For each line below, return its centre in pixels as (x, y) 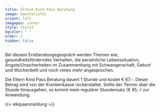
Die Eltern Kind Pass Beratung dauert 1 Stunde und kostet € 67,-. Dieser (77, 79)
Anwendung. (18, 95)
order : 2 (14, 37)
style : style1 (19, 28)
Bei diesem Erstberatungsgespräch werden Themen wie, (62, 55)
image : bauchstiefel (26, 14)
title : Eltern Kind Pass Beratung (40, 9)
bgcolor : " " (18, 32)
